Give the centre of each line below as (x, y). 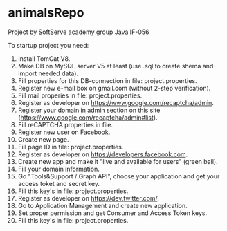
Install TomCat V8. (44, 58)
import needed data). (48, 73)
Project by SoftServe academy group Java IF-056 (79, 32)
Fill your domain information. (58, 169)
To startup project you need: (48, 45)
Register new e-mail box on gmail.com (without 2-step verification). (114, 88)
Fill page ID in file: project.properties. (71, 147)
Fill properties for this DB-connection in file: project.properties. (107, 80)
